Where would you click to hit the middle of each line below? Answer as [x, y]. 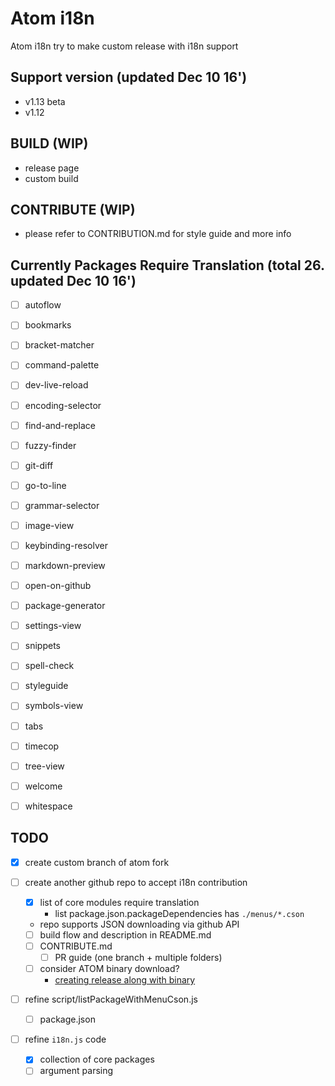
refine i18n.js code [65, 1039]
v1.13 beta [45, 101]
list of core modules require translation [119, 902]
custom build [51, 178]
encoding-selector [63, 405]
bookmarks [48, 325]
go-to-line [45, 485]
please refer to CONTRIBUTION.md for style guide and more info [158, 234]
